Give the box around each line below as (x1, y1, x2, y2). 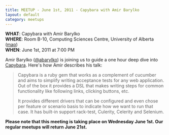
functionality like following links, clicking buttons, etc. (17, 88, 129, 94)
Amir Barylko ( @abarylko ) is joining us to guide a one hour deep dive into (5, 57, 158, 63)
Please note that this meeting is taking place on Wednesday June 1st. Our (5, 119, 163, 125)
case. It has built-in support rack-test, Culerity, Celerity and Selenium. (17, 109, 164, 115)
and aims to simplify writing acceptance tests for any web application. (17, 77, 164, 84)
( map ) (5, 42, 18, 48)
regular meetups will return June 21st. (5, 124, 87, 130)
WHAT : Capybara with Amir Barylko (5, 31, 80, 37)
